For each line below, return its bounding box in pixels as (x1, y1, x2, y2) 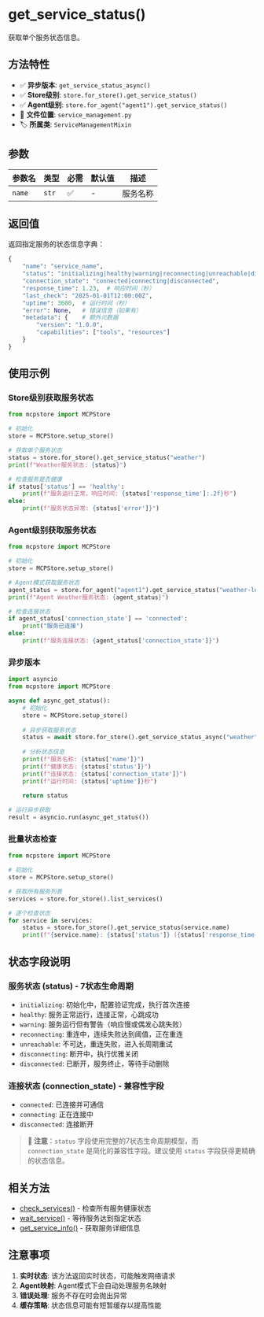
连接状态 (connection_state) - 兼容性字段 (8, 1080, 164, 1091)
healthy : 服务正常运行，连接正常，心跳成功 (19, 1009, 159, 1019)
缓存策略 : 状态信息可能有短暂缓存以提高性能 (19, 1300, 162, 1310)
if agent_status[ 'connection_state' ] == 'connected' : (8, 615, 189, 623)
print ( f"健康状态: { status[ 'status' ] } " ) (22, 762, 152, 771)
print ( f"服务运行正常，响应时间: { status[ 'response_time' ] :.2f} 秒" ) (22, 490, 237, 498)
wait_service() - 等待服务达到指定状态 (19, 1214, 141, 1223)
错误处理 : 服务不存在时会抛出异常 (19, 1290, 127, 1300)
